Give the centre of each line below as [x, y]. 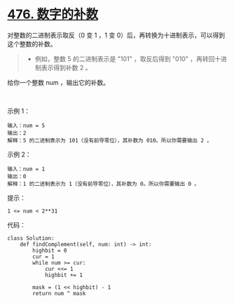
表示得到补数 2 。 [67, 67]
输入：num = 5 [26, 126]
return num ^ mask [59, 293]
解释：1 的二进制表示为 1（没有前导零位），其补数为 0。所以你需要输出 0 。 [103, 184]
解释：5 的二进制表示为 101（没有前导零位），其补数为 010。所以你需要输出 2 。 [110, 140]
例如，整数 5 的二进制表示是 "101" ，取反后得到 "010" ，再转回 [125, 59]
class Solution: [31, 238]
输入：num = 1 [26, 169]
